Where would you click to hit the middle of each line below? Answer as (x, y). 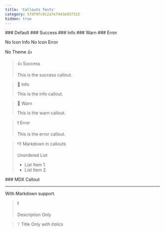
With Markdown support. (30, 194)
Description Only (34, 215)
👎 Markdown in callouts (41, 144)
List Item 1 (35, 165)
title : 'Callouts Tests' (30, 10)
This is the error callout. (41, 134)
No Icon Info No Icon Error (32, 42)
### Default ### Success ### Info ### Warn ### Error (61, 33)
